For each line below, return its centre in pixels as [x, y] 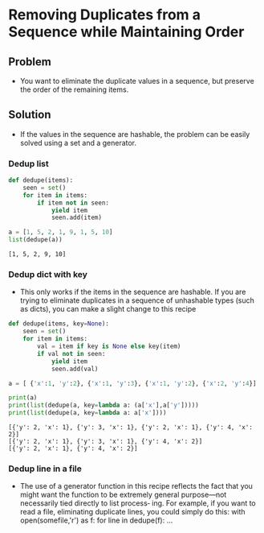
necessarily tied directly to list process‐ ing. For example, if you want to [138, 503]
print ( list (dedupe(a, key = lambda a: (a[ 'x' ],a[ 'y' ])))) [104, 405]
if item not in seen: [73, 203]
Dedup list [29, 163]
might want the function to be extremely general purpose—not [123, 495]
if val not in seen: [71, 353]
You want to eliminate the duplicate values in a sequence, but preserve [137, 81]
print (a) [23, 398]
